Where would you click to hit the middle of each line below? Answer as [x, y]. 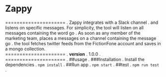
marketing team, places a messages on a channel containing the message [81, 38]
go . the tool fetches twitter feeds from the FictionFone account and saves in [83, 43]
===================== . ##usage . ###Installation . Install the [75, 59]
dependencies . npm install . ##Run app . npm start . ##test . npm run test [82, 65]
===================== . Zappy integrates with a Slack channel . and [82, 22]
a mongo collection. [25, 49]
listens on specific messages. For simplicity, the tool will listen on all [74, 27]
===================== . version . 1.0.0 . [53, 54]
